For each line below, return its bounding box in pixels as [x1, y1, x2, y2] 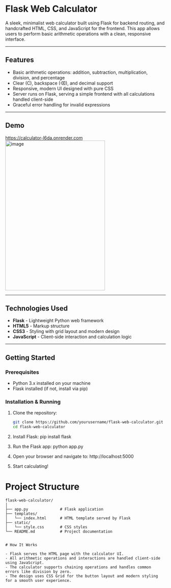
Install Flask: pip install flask [12, 434, 72, 440]
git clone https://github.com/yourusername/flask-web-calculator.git [12, 419, 164, 425]
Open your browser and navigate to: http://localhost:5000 [12, 454, 134, 460]
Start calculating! [12, 463, 49, 469]
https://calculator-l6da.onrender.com [5, 134, 83, 141]
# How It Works [5, 543, 38, 548]
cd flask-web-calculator [12, 425, 66, 430]
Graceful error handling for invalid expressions [12, 101, 110, 107]
